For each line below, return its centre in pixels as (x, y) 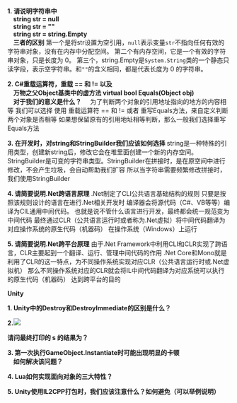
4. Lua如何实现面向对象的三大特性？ (60, 376)
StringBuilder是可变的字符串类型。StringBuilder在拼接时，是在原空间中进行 (116, 161)
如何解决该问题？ (38, 361)
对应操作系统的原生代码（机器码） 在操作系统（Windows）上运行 (102, 229)
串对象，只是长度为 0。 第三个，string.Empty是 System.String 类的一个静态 (115, 60)
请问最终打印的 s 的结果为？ (48, 338)
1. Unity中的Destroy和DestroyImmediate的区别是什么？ (89, 308)
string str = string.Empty (50, 34)
